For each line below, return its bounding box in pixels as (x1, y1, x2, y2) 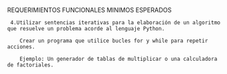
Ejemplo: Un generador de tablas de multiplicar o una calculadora (19, 55, 217, 62)
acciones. (7, 44, 36, 50)
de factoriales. (7, 62, 54, 68)
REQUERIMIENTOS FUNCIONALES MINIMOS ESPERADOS (7, 6, 172, 14)
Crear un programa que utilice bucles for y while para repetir (19, 37, 208, 44)
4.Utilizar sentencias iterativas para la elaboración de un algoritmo (10, 19, 221, 26)
